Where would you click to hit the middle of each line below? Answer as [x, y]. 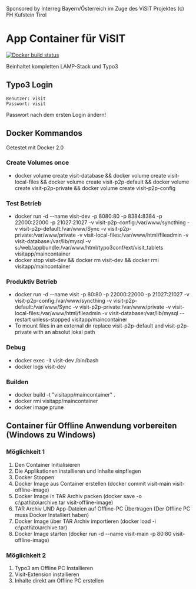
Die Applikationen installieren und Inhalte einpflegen [78, 471]
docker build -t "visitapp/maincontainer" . [65, 395]
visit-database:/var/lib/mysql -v [53, 241]
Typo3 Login [29, 85]
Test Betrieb [24, 203]
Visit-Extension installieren [47, 574]
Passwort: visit [26, 104]
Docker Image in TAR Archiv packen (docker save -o [78, 496]
